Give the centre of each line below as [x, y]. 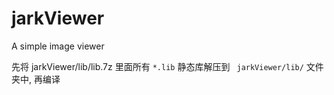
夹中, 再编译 [36, 79]
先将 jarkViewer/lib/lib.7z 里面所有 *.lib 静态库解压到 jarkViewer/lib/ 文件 [167, 66]
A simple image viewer [58, 46]
